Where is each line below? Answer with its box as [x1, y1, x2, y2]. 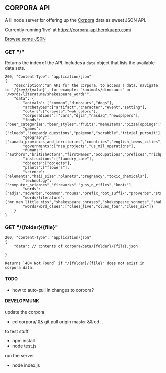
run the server [5, 352, 34, 358]
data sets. [5, 65, 26, 71]
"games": [23, 126, 41, 131]
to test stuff [5, 328, 29, 334]
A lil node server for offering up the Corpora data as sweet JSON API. [5, 17, 147, 23]
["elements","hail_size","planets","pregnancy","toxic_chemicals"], [5, 174, 149, 179]
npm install [12, 337, 35, 343]
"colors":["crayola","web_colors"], [23, 109, 98, 114]
